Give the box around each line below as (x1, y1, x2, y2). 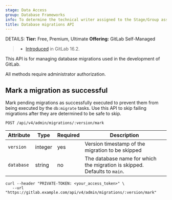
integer (35, 144, 53, 151)
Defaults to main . (84, 168, 124, 175)
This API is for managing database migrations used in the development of (5, 56, 160, 62)
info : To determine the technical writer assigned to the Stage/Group (5, 17, 159, 22)
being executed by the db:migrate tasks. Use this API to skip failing (5, 105, 147, 111)
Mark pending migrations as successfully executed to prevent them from (5, 99, 159, 106)
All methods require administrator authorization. (5, 71, 106, 77)
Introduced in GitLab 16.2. (25, 46, 80, 52)
